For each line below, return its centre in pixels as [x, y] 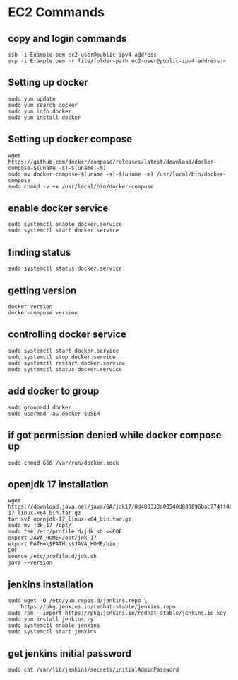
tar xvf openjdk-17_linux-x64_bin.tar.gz [70, 519]
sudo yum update [32, 99]
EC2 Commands [56, 12]
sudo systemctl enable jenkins [54, 625]
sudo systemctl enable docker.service [65, 225]
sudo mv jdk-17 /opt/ [40, 526]
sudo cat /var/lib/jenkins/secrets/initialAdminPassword [94, 669]
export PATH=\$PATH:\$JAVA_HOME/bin [62, 544]
